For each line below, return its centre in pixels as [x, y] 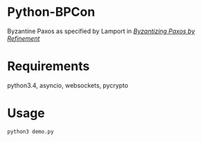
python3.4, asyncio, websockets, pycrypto [68, 85]
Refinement [24, 38]
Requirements [48, 67]
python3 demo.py [30, 132]
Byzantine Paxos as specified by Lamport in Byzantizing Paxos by [101, 31]
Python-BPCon [51, 12]
